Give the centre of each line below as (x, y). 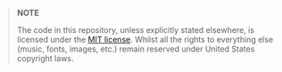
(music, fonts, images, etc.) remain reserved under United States (136, 49)
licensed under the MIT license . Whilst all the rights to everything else (145, 40)
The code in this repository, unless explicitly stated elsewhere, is (136, 30)
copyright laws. (45, 58)
